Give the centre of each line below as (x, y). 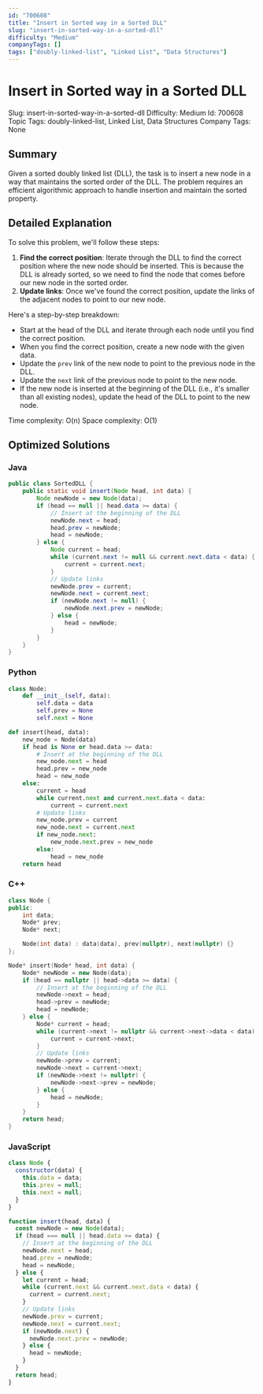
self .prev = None (65, 711)
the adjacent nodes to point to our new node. (93, 299)
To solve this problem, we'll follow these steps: (84, 242)
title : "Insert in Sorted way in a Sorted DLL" (88, 23)
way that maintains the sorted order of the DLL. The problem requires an (126, 181)
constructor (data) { (49, 1170)
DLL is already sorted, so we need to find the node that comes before (132, 274)
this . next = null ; (52, 1192)
